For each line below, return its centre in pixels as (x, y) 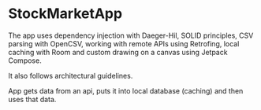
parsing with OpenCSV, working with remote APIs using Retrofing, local (124, 43)
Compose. (25, 60)
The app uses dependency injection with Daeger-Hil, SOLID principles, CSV (131, 35)
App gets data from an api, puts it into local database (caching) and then (126, 90)
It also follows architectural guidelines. (71, 75)
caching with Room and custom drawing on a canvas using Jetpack (118, 52)
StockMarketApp (65, 14)
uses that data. (32, 99)
